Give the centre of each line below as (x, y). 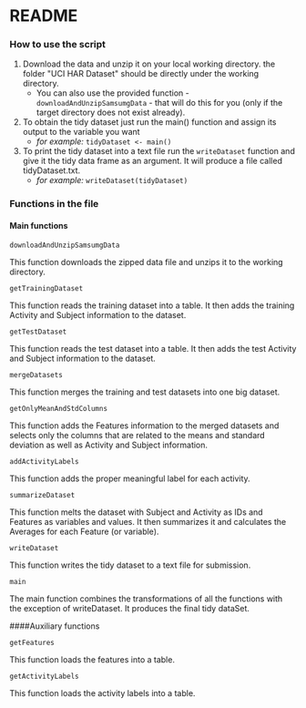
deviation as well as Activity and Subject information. (108, 445)
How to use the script (58, 45)
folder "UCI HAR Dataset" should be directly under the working (141, 74)
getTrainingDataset (46, 288)
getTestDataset (38, 332)
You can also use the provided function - (112, 93)
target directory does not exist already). (111, 113)
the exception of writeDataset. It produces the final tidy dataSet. (130, 608)
